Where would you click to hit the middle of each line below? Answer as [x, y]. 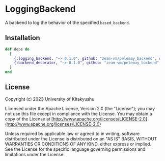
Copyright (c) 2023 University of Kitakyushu [50, 99]
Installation [23, 38]
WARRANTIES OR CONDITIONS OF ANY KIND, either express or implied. [78, 144]
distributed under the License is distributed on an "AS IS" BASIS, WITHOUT [81, 138]
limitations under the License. [35, 154]
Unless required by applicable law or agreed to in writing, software [72, 134]
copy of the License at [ [29, 119]
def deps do [17, 49]
